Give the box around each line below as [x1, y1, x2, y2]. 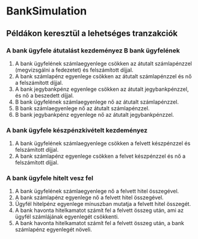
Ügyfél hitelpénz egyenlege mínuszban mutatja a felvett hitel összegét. [14, 200, 191, 208]
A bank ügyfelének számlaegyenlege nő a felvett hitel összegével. [14, 188, 179, 195]
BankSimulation [6, 4, 87, 18]
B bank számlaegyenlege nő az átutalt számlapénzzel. [14, 104, 150, 112]
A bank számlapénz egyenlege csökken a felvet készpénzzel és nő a [14, 152, 186, 160]
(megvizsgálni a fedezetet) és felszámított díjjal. [14, 66, 134, 73]
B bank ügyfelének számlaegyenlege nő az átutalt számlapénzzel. [14, 98, 179, 105]
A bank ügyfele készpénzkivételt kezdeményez [6, 126, 148, 134]
